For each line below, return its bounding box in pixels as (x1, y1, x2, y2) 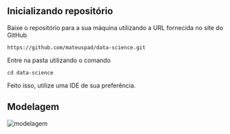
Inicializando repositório (7, 5, 113, 17)
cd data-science (7, 69, 54, 76)
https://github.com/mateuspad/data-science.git (7, 44, 146, 51)
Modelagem (7, 101, 60, 113)
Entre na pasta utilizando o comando (7, 56, 111, 64)
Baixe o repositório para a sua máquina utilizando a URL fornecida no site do (7, 23, 224, 31)
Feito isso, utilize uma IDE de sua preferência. (7, 81, 136, 90)
